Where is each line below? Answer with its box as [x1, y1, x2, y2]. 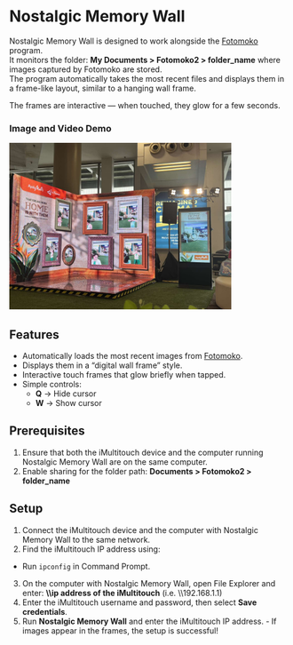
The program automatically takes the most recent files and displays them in [9, 73, 285, 84]
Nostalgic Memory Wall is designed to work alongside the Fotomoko [9, 36, 259, 46]
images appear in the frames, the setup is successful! [21, 625, 219, 636]
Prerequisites [9, 424, 85, 439]
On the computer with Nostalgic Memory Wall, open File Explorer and [21, 577, 276, 588]
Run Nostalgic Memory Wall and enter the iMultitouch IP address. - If [21, 616, 277, 626]
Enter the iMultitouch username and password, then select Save [21, 597, 257, 608]
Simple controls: [21, 379, 82, 390]
